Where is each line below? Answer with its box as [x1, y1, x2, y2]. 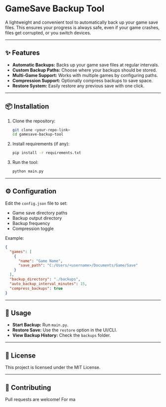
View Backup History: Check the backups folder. [12, 333, 111, 338]
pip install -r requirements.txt [12, 150, 82, 155]
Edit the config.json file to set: [5, 200, 68, 206]
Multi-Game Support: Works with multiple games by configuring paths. [12, 72, 158, 78]
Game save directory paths [12, 210, 68, 216]
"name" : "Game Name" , [18, 259, 63, 263]
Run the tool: [12, 159, 39, 165]
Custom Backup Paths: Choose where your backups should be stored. [12, 67, 157, 73]
